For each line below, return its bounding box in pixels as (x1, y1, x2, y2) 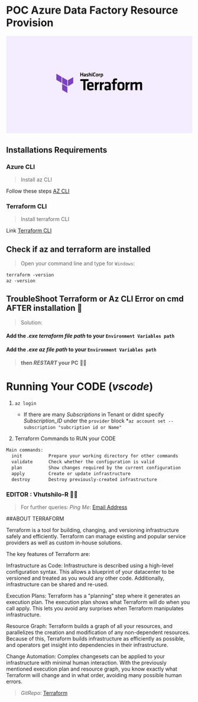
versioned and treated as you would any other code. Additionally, (6, 574, 165, 581)
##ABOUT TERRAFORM (6, 515, 64, 522)
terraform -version (6, 272, 54, 278)
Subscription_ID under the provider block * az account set (23, 417, 166, 424)
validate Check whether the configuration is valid (11, 459, 155, 464)
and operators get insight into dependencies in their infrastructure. (6, 641, 168, 648)
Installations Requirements (6, 145, 108, 155)
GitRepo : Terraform (20, 689, 68, 696)
